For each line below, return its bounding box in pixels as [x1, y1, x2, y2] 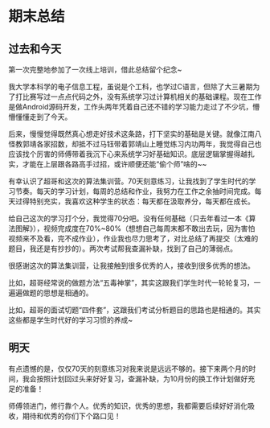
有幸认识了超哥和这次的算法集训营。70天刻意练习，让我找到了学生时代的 [8, 176, 249, 186]
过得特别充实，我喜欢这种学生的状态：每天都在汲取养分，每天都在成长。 [14, 196, 255, 206]
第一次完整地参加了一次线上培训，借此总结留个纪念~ [8, 65, 182, 74]
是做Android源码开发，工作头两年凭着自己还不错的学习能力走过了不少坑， [8, 102, 253, 111]
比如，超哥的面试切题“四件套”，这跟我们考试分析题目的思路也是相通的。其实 [8, 305, 261, 315]
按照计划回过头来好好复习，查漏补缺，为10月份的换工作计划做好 [35, 373, 248, 383]
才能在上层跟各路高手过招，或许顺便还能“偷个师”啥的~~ [22, 159, 207, 169]
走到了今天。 [29, 112, 72, 121]
